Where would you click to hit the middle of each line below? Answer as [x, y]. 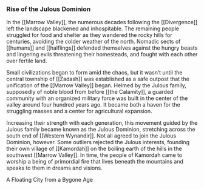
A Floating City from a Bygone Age [49, 180]
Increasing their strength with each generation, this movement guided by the [102, 123]
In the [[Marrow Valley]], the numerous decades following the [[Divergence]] [102, 22]
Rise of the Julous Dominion [49, 9]
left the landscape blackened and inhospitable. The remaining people [93, 28]
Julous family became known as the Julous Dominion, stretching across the [101, 130]
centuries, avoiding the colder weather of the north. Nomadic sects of [93, 42]
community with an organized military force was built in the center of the [97, 98]
